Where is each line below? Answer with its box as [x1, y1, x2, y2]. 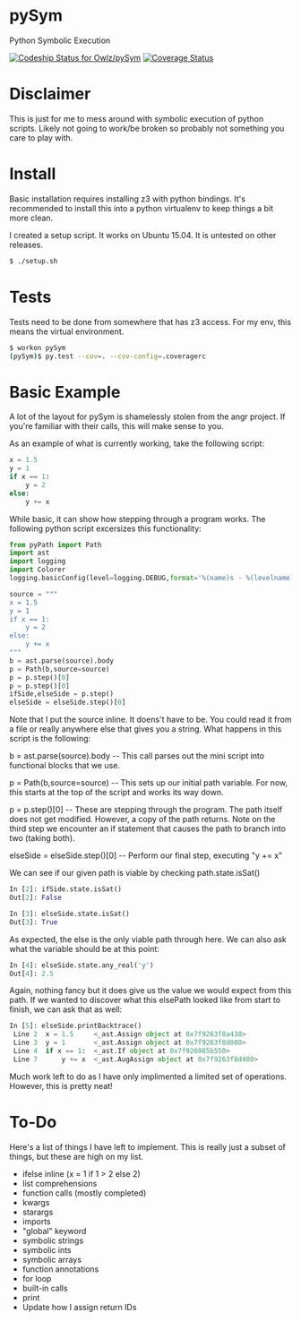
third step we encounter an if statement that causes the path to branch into [9, 823, 287, 834]
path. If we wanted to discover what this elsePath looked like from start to [9, 995, 280, 1006]
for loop [21, 1273, 52, 1283]
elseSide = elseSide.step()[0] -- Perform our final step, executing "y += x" [9, 850, 283, 861]
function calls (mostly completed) [21, 1188, 147, 1198]
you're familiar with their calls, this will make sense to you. [9, 421, 224, 432]
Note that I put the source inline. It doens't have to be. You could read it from [9, 714, 292, 725]
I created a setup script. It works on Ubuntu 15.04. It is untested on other [9, 229, 277, 240]
